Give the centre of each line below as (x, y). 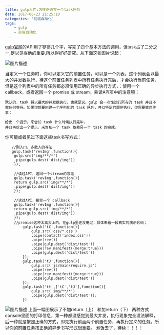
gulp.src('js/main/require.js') (64, 266)
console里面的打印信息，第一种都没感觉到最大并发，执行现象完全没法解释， (81, 315)
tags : (10, 23)
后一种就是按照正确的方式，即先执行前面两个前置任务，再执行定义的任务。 (80, 322)
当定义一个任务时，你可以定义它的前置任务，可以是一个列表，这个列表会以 (80, 74)
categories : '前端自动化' (30, 19)
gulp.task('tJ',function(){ (51, 261)
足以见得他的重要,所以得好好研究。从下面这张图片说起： (67, 53)
